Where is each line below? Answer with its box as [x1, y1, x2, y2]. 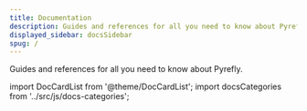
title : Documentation [9, 13, 92, 23]
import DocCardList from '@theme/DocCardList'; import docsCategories [9, 81, 281, 92]
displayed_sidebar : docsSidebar [9, 30, 132, 39]
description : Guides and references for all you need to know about [9, 22, 276, 31]
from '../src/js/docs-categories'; [9, 91, 130, 102]
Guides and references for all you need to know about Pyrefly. [9, 64, 244, 75]
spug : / [9, 38, 39, 48]
